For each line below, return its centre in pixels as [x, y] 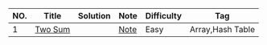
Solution [94, 16]
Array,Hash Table [222, 29]
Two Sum [53, 29]
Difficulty [164, 16]
